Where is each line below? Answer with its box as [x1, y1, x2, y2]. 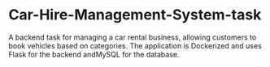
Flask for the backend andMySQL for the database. [8, 49, 180, 59]
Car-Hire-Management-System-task [8, 6, 262, 24]
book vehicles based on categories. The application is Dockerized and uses [8, 40, 262, 50]
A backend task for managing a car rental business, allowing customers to [8, 32, 257, 42]
